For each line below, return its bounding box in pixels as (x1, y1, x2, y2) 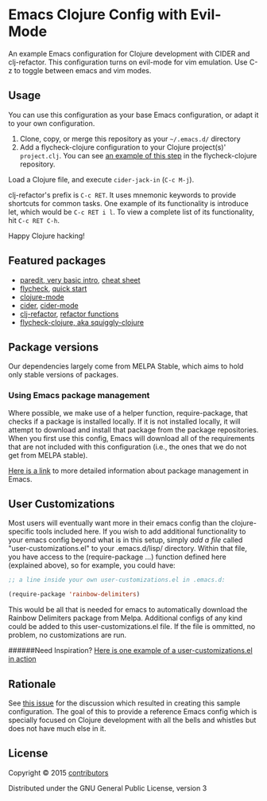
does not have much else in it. (8, 724, 106, 733)
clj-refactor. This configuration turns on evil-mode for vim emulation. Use (8, 57, 248, 67)
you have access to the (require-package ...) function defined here (8, 552, 226, 562)
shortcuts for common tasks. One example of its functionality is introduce (8, 198, 249, 208)
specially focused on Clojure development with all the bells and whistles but (8, 715, 257, 725)
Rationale (8, 677, 56, 690)
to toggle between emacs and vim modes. (14, 65, 152, 75)
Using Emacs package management (8, 390, 150, 401)
